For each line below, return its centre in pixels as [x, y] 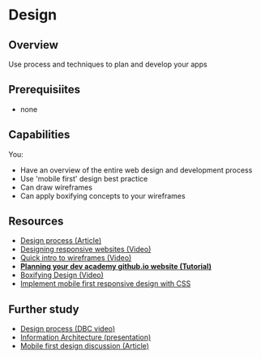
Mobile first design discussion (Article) [85, 346]
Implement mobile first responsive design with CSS [105, 284]
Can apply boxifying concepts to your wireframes [103, 195]
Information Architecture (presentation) [86, 337]
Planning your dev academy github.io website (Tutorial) [116, 267]
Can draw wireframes [56, 187]
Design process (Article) [61, 241]
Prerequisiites [45, 90]
